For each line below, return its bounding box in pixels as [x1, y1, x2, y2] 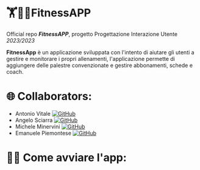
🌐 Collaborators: [6, 90, 93, 104]
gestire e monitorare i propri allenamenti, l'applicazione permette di [6, 55, 175, 62]
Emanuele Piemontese [15, 129, 72, 136]
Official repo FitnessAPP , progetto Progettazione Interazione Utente [6, 30, 178, 38]
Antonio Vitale [15, 110, 51, 117]
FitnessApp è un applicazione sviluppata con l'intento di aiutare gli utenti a [6, 48, 195, 56]
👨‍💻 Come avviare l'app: [6, 151, 127, 165]
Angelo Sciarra [15, 116, 53, 124]
